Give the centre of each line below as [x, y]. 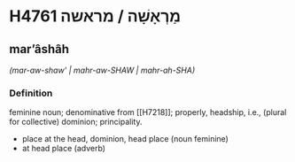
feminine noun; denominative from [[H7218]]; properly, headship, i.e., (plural [148, 112]
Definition [31, 93]
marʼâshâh [39, 49]
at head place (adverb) [64, 149]
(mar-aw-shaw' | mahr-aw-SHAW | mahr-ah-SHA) [102, 70]
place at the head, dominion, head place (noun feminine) [125, 139]
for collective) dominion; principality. [76, 122]
